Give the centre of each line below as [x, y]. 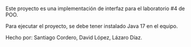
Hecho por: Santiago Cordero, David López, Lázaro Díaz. [74, 37]
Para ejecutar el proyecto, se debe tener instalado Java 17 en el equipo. [92, 26]
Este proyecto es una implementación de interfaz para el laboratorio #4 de [95, 9]
